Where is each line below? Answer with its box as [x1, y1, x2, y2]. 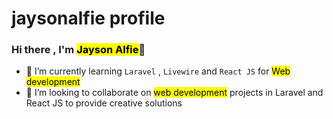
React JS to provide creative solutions [25, 97, 183, 109]
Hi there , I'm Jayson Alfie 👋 [11, 43, 146, 57]
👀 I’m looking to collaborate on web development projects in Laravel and [25, 87, 324, 99]
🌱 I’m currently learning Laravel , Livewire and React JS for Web [25, 65, 291, 77]
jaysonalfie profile [11, 7, 166, 30]
